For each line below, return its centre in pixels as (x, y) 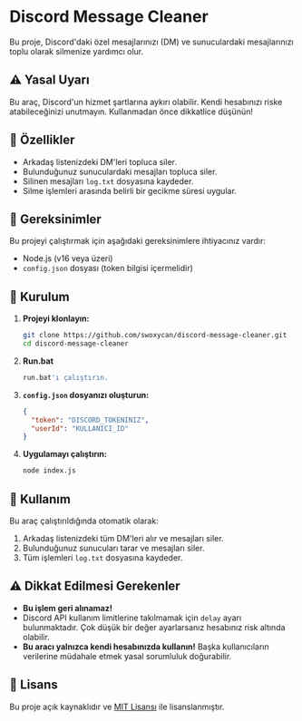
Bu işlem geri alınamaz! (68, 608)
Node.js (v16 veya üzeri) (68, 258)
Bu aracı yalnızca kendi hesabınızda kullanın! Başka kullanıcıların (146, 647)
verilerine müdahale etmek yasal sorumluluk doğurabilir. (127, 656)
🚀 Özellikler (42, 140)
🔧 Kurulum (39, 297)
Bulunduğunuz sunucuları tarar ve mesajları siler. (113, 548)
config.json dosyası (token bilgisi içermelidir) (107, 268)
